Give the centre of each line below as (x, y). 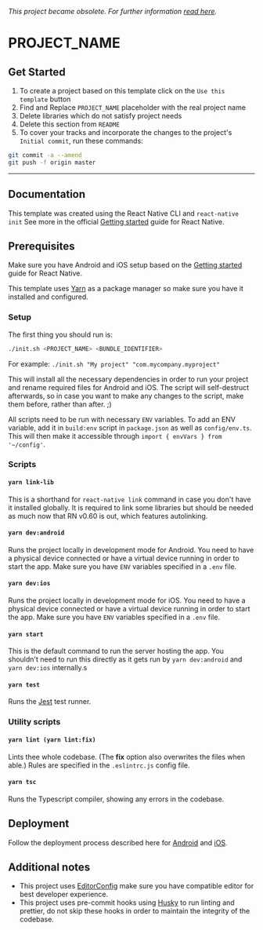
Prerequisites (41, 246)
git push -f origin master (52, 162)
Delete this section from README (69, 124)
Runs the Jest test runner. (50, 702)
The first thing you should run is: (61, 334)
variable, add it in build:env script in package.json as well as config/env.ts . (130, 428)
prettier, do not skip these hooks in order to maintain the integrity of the (135, 911)
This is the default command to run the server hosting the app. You (116, 651)
